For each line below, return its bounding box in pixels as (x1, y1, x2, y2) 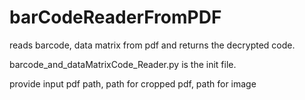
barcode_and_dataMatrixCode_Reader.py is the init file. (9, 58, 237, 70)
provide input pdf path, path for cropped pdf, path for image (9, 77, 257, 90)
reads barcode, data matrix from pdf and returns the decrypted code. (9, 39, 296, 51)
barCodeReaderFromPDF (9, 6, 222, 29)
